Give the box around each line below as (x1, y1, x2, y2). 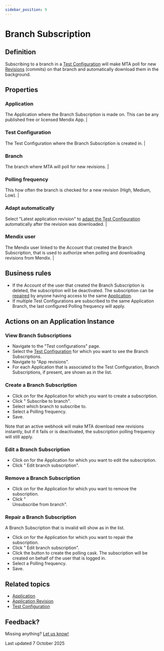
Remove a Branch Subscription (5, 474, 81, 481)
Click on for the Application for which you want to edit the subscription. (12, 457, 157, 463)
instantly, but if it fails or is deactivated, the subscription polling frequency (5, 428, 155, 434)
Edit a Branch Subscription (5, 446, 70, 453)
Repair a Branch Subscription (5, 514, 77, 521)
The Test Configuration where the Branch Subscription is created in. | (5, 140, 146, 146)
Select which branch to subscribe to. (12, 403, 87, 409)
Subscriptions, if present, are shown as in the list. (12, 369, 112, 375)
